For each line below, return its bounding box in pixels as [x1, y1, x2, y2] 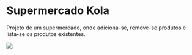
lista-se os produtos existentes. [6, 30, 86, 37]
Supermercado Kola [6, 4, 110, 18]
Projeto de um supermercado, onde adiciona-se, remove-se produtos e [6, 24, 186, 31]
